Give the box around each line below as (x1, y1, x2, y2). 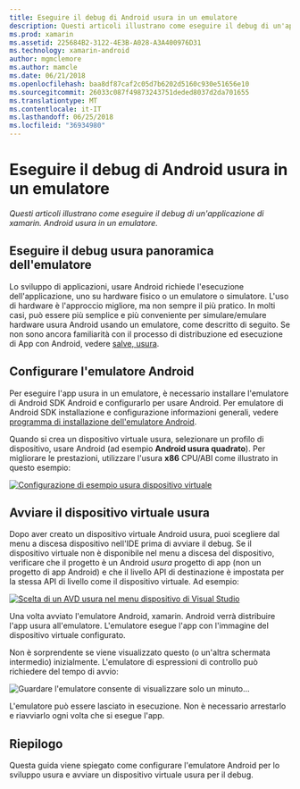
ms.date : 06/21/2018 (9, 71, 87, 80)
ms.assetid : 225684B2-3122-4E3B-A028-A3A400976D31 (9, 38, 202, 47)
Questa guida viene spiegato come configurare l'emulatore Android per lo (9, 760, 280, 771)
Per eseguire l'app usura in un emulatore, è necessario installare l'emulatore (9, 388, 289, 399)
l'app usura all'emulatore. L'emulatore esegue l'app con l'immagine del (9, 620, 270, 631)
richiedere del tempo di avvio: (9, 667, 119, 677)
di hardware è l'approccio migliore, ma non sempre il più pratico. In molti (9, 300, 276, 311)
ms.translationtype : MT (9, 96, 98, 105)
